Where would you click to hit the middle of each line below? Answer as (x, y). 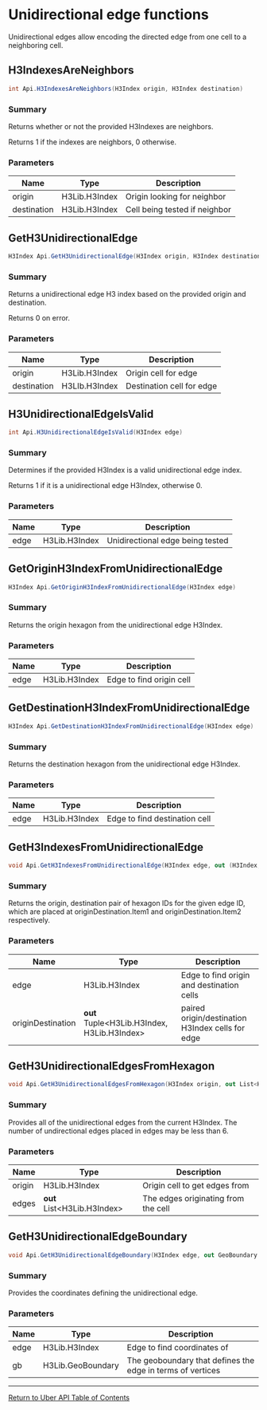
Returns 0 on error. (39, 318)
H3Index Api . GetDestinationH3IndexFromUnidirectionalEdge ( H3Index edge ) (131, 726)
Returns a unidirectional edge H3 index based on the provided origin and (127, 294)
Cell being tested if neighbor (179, 210)
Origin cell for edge (162, 372)
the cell (156, 1208)
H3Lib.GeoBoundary (81, 1365)
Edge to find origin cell (149, 679)
